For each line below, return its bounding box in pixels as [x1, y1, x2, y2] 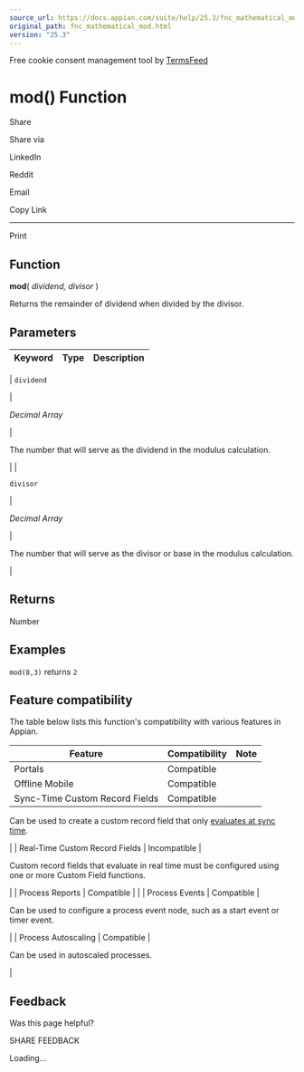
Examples [9, 642, 66, 658]
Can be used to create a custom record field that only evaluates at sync [9, 816, 276, 826]
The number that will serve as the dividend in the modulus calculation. [9, 444, 271, 455]
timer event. [9, 914, 54, 925]
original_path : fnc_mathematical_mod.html [9, 22, 172, 31]
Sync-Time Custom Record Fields [14, 792, 159, 805]
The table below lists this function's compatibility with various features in [9, 717, 281, 728]
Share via [9, 134, 45, 145]
